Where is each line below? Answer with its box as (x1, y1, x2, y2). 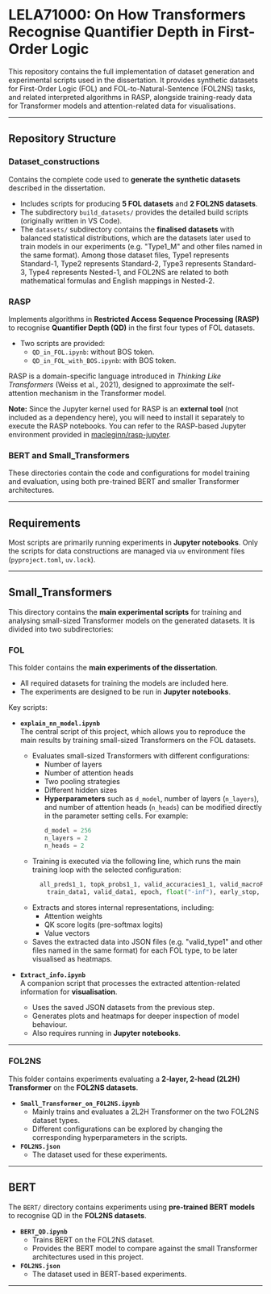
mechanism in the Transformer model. (39, 388, 167, 398)
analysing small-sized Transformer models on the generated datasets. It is (8, 616, 256, 625)
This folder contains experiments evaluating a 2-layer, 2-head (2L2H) (8, 1074, 240, 1083)
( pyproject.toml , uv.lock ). (8, 555, 96, 565)
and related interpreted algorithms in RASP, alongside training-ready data (8, 92, 252, 102)
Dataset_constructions (8, 156, 100, 167)
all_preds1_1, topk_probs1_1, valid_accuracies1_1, (39, 880, 217, 888)
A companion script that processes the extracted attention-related (19, 978, 240, 987)
